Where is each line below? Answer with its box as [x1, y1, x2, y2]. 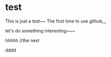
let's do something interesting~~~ [5, 27, 75, 33]
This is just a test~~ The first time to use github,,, [5, 18, 106, 24]
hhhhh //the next [5, 37, 39, 43]
